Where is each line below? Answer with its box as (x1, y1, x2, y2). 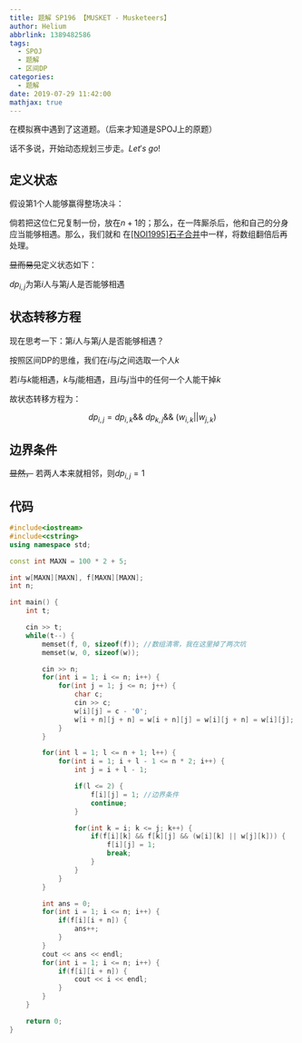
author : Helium (9, 22, 67, 31)
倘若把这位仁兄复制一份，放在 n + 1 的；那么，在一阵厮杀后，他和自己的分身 (9, 217, 289, 228)
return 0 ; (25, 1017, 63, 1026)
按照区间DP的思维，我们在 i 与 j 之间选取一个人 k (9, 354, 180, 365)
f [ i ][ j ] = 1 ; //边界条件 (90, 790, 180, 800)
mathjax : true (9, 97, 63, 107)
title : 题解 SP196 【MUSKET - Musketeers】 (9, 13, 170, 23)
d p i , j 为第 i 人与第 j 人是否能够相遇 (9, 279, 125, 292)
